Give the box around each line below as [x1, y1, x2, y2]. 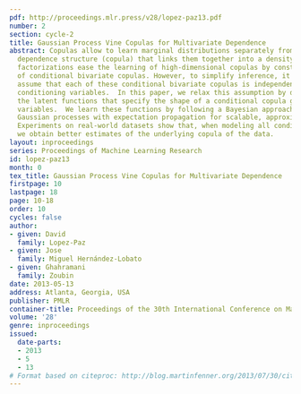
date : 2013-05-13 [9, 279, 74, 288]
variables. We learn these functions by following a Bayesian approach [17, 105, 295, 114]
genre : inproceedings [9, 321, 90, 330]
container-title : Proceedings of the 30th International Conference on [9, 304, 282, 313]
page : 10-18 [9, 196, 54, 206]
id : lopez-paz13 [9, 154, 70, 164]
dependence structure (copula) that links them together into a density [17, 55, 295, 64]
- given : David [9, 229, 66, 238]
